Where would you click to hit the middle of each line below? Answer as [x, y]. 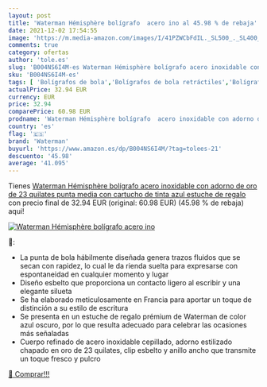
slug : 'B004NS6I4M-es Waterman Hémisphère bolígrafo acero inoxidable [128, 68]
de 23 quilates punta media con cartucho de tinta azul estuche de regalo [127, 195]
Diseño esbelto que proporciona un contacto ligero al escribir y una [130, 283]
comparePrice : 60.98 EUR [49, 112]
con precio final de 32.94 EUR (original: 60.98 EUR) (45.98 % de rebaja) [126, 203]
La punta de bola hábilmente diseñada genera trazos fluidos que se [130, 257]
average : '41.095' [39, 164]
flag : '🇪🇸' [28, 134]
